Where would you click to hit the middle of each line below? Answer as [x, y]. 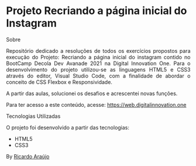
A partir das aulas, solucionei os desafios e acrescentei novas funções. [92, 93]
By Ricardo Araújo [28, 156]
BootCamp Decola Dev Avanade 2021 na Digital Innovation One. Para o [98, 63]
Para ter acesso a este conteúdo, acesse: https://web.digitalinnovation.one [96, 104]
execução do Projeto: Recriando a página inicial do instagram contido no [98, 57]
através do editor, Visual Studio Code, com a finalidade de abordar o [98, 76]
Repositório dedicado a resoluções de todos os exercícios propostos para [98, 50]
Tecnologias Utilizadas [33, 116]
